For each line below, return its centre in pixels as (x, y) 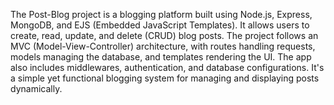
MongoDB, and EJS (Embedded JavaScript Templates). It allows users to (160, 25)
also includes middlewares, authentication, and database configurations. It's (167, 67)
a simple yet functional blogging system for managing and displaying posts (165, 78)
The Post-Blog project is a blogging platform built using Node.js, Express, (161, 14)
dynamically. (36, 88)
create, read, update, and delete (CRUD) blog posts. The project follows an (164, 35)
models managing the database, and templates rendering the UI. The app (161, 57)
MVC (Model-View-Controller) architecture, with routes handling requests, (163, 46)
